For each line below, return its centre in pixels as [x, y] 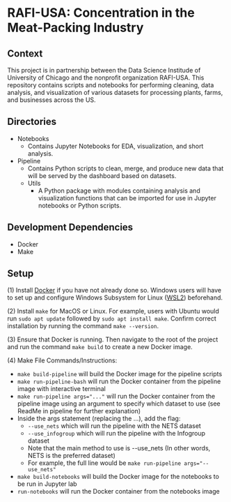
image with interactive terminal [61, 389]
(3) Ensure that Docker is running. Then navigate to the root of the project [113, 339]
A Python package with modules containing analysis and [119, 191]
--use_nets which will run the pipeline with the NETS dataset [114, 426]
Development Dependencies [70, 227]
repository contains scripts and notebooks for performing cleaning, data [111, 85]
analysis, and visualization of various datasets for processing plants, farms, [115, 93]
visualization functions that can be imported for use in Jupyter [127, 198]
